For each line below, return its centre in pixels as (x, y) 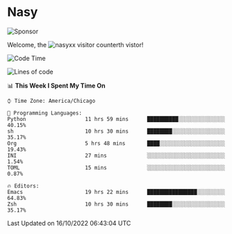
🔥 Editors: (23, 186)
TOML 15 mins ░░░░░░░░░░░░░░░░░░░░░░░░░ (116, 167)
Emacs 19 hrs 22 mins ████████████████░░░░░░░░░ (116, 192)
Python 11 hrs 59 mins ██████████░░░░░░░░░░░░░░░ (116, 119)
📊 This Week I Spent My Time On (56, 85)
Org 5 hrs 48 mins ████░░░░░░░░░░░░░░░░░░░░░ (116, 143)
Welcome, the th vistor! (75, 44)
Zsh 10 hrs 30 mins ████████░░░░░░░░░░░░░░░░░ (116, 204)
